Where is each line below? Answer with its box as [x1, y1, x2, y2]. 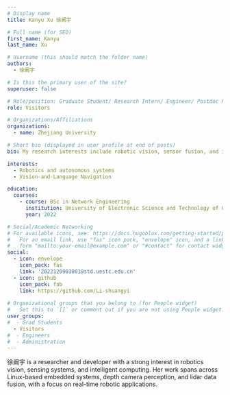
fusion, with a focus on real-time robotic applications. [7, 380, 158, 388]
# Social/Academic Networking [7, 224, 94, 230]
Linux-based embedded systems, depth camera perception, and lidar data [7, 373, 217, 381]
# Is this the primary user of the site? [7, 79, 127, 86]
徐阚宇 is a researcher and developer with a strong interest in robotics [7, 358, 204, 366]
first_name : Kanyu [7, 35, 60, 42]
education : [7, 186, 38, 193]
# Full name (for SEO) [7, 29, 72, 36]
